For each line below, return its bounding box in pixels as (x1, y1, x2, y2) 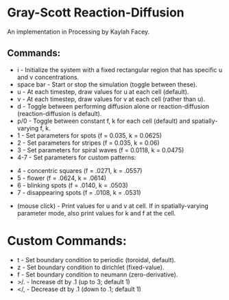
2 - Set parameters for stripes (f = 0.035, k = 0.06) (16, 139, 160, 147)
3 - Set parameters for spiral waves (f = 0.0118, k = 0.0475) (16, 146, 184, 154)
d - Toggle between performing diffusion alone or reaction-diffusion (16, 102, 210, 111)
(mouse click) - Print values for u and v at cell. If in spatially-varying (16, 201, 209, 210)
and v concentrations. (16, 73, 80, 81)
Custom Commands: (7, 233, 127, 249)
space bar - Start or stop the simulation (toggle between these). (16, 80, 197, 89)
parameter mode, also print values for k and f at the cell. (16, 209, 176, 217)
